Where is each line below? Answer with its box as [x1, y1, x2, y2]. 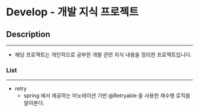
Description [6, 29, 50, 39]
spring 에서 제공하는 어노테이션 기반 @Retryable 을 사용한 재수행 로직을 [23, 92, 191, 99]
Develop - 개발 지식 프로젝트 [6, 5, 139, 19]
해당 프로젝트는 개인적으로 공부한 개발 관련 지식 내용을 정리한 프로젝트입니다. [14, 51, 192, 58]
